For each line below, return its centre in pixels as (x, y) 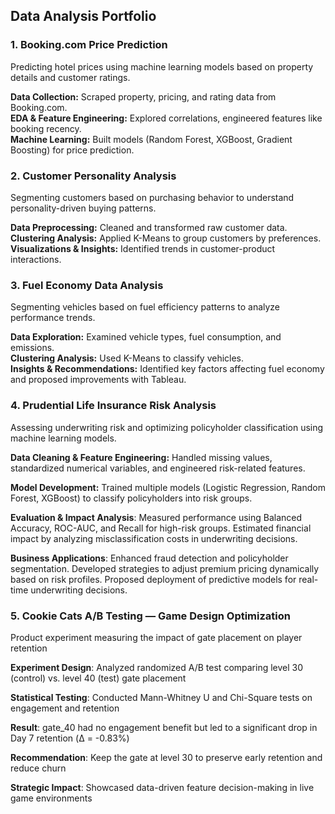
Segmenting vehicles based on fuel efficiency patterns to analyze (145, 307)
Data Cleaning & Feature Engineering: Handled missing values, (141, 457)
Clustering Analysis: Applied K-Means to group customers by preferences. (166, 238)
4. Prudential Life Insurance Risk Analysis (113, 406)
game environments (51, 798)
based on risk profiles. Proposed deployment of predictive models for (153, 579)
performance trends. (53, 318)
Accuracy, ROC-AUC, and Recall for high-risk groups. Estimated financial (161, 528)
